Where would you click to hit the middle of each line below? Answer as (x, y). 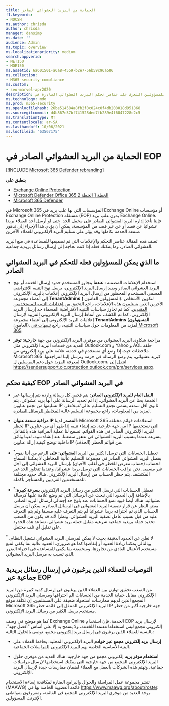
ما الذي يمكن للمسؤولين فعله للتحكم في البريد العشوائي (82, 262)
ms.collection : (22, 75)
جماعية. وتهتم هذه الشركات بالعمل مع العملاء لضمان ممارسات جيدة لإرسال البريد (88, 667)
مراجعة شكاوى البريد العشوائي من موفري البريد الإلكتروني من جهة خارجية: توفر (87, 340)
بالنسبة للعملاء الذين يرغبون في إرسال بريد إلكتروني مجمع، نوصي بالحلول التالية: (80, 631)
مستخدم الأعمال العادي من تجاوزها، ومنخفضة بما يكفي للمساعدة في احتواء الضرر (81, 548)
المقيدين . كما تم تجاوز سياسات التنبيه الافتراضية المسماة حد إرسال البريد (80, 309)
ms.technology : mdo (26, 99)
